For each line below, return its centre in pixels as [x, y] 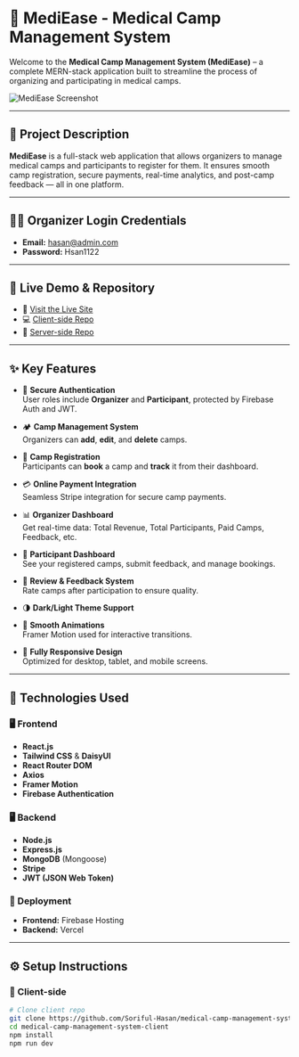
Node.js [37, 840]
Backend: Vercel [53, 930]
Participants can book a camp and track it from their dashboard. [140, 466]
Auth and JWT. [49, 409]
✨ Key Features [53, 369]
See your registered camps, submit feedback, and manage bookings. [149, 564]
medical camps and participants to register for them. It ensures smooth [139, 165]
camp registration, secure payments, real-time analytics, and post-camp [142, 175]
